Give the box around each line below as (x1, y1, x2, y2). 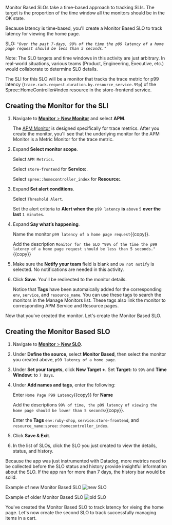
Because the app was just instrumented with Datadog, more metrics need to (5, 458, 166, 464)
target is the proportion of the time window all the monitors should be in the (5, 10, 165, 16)
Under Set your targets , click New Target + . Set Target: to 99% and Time (12, 366, 167, 373)
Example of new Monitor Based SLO (5, 484, 82, 490)
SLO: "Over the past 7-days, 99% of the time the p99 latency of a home (5, 41, 164, 47)
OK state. (5, 15, 25, 21)
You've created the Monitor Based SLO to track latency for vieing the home (5, 504, 164, 510)
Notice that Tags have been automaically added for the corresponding (12, 286, 162, 292)
